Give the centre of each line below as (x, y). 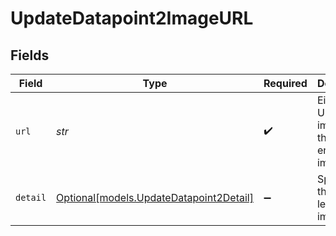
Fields (30, 55)
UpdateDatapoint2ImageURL (132, 18)
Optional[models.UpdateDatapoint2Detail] (155, 197)
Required (285, 83)
